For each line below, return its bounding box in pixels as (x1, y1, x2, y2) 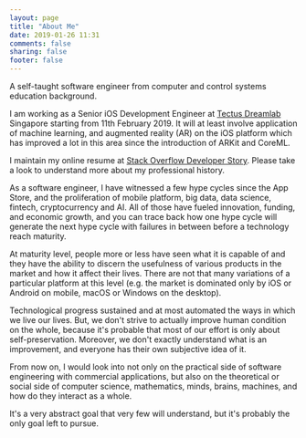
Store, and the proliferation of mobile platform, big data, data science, (9, 193, 272, 203)
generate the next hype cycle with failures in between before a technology (9, 221, 290, 232)
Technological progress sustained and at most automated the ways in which (9, 305, 296, 316)
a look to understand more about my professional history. (9, 165, 226, 175)
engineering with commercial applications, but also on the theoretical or (9, 371, 280, 381)
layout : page (9, 13, 59, 23)
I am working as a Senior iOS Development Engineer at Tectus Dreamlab (9, 109, 281, 119)
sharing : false (9, 47, 68, 57)
